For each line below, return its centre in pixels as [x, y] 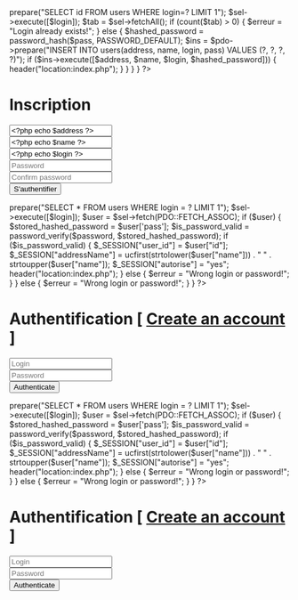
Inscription [50, 105]
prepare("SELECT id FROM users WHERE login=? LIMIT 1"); [118, 12]
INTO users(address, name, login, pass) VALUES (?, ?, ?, [182, 50]
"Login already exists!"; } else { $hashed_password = [107, 31]
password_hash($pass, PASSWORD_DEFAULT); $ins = [109, 41]
